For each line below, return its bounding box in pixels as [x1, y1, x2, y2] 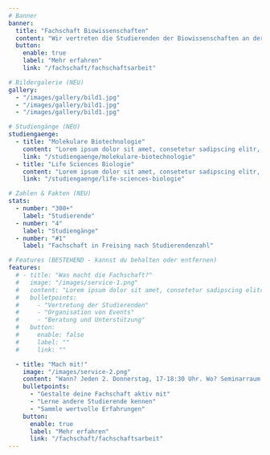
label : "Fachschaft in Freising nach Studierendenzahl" [22, 242, 215, 250]
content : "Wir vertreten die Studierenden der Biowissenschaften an [15, 34, 250, 43]
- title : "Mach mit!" [15, 360, 88, 368]
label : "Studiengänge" [22, 226, 99, 235]
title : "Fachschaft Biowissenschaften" [15, 26, 149, 35]
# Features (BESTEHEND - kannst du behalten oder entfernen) [8, 256, 218, 265]
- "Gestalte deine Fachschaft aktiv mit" [29, 390, 171, 398]
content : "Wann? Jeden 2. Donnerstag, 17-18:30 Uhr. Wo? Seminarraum [22, 375, 261, 384]
